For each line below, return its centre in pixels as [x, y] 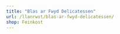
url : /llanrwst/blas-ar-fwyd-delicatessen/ [60, 17]
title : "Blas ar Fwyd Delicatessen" [51, 11]
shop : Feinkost [25, 22]
